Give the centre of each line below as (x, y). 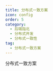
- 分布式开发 (22, 34)
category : (16, 24)
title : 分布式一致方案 (27, 10)
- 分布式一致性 (24, 39)
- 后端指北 (20, 29)
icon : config (19, 15)
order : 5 (15, 19)
